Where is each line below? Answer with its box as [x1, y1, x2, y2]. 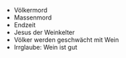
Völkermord [13, 6, 47, 14]
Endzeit [13, 21, 36, 29]
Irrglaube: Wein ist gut [13, 43, 78, 51]
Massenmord [13, 13, 52, 22]
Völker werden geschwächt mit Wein [13, 36, 120, 44]
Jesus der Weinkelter [13, 28, 75, 36]
